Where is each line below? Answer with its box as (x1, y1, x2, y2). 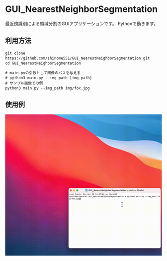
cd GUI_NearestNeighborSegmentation (5, 61, 81, 66)
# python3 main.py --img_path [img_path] (5, 75, 92, 80)
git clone (5, 51, 26, 56)
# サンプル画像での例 (5, 81, 43, 86)
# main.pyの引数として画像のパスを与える (5, 70, 81, 75)
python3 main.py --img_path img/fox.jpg (5, 86, 90, 91)
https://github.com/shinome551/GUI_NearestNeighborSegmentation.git (5, 56, 150, 61)
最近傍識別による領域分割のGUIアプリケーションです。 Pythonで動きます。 (5, 20, 158, 26)
